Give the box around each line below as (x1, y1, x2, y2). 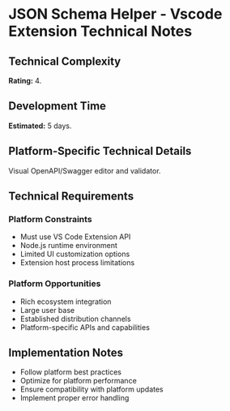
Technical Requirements (8, 190, 134, 203)
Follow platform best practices (19, 367, 122, 377)
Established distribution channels (19, 314, 131, 323)
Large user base (19, 305, 75, 315)
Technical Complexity (8, 54, 121, 68)
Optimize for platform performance (19, 376, 138, 386)
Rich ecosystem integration (19, 297, 112, 306)
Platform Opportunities (8, 278, 101, 289)
